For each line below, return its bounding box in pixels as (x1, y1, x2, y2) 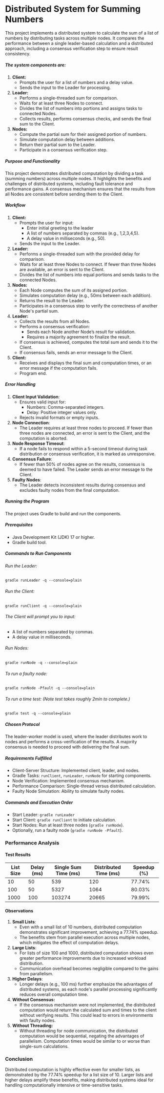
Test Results (5, 851, 31, 858)
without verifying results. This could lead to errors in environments (19, 1012, 153, 1018)
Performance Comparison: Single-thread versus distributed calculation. (12, 783, 156, 789)
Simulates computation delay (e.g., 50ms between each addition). (19, 292, 152, 298)
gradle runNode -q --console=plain (5, 660, 78, 665)
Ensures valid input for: (19, 399, 66, 405)
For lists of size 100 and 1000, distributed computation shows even (19, 950, 154, 956)
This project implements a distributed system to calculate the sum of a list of (5, 30, 159, 36)
